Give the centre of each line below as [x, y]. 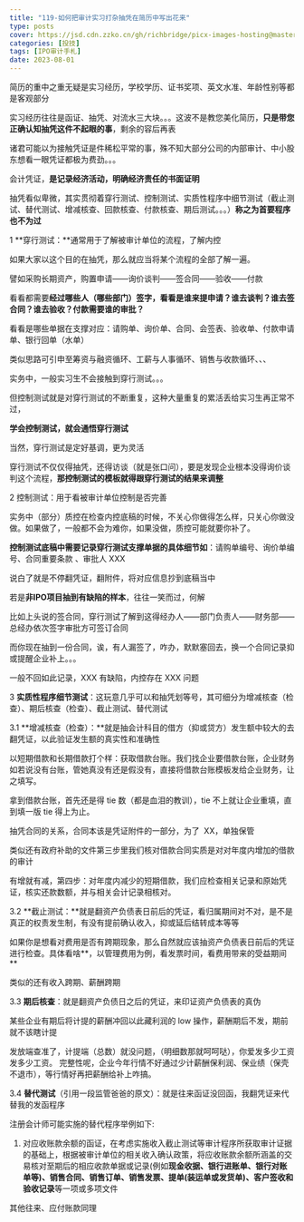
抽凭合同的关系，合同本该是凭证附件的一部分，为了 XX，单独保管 [132, 831]
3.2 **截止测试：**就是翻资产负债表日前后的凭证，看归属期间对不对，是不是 [151, 911]
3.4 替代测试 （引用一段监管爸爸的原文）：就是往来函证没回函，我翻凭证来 [146, 1093]
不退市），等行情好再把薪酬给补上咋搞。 [83, 1074]
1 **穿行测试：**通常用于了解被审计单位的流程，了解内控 [115, 240]
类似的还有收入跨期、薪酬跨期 [65, 982]
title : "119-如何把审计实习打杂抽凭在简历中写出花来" [100, 18]
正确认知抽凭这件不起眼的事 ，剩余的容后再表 [93, 129]
